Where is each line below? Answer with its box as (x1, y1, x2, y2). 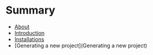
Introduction (14, 29, 45, 36)
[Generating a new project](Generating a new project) (14, 42, 148, 49)
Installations (14, 35, 44, 43)
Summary (5, 4, 55, 17)
